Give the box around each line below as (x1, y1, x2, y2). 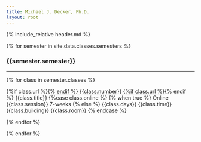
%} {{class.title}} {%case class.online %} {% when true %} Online (6, 94, 169, 101)
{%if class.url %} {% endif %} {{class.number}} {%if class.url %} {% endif (6, 88, 187, 95)
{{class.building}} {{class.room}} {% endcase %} (6, 107, 127, 114)
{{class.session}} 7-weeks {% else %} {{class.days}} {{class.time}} (6, 100, 172, 107)
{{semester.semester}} (6, 57, 76, 66)
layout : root (6, 14, 39, 20)
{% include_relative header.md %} (6, 30, 91, 38)
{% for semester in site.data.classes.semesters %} (6, 42, 132, 50)
